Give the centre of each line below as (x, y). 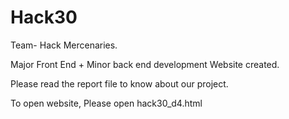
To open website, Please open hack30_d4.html (106, 103)
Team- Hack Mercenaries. (64, 45)
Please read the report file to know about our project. (119, 83)
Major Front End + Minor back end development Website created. (145, 64)
